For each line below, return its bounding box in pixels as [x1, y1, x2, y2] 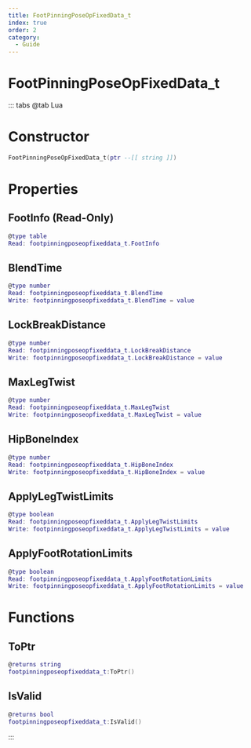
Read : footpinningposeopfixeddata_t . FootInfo [8, 239, 159, 247]
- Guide [15, 41, 41, 49]
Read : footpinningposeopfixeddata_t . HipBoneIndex [8, 461, 174, 469]
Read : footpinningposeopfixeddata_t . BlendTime [8, 290, 163, 297]
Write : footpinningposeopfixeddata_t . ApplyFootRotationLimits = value [8, 582, 244, 590]
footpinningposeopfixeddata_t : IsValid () [8, 717, 143, 726]
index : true [8, 19, 47, 27]
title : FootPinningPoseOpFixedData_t [8, 11, 132, 20]
